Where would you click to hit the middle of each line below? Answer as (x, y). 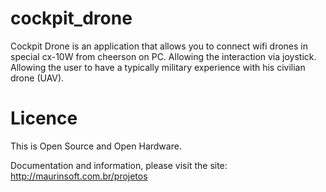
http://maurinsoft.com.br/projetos (79, 176)
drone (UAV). (37, 78)
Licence (44, 118)
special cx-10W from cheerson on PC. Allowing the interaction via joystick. (163, 56)
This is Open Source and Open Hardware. (96, 146)
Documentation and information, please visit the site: (119, 165)
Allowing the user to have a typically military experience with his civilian (158, 67)
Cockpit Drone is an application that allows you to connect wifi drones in (159, 46)
